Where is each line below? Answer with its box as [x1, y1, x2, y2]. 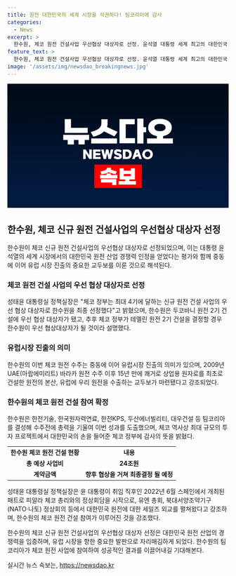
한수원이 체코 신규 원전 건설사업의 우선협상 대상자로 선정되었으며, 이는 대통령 [7, 243, 218, 252]
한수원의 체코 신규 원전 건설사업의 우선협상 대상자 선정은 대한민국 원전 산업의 [7, 528, 218, 537]
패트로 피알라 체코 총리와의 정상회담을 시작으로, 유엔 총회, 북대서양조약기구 [7, 495, 212, 504]
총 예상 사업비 [25, 459, 64, 467]
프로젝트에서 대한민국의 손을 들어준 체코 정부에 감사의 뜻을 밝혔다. [14, 431, 195, 440]
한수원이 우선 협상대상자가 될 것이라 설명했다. [7, 323, 131, 333]
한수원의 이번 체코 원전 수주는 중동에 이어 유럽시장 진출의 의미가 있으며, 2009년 [7, 360, 225, 368]
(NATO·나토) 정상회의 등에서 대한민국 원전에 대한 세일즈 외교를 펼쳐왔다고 [7, 504, 209, 513]
